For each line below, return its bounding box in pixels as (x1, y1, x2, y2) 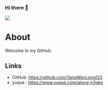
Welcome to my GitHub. (5, 48, 52, 53)
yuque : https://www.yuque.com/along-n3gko (12, 79, 103, 86)
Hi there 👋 (5, 4, 29, 11)
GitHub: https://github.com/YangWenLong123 (12, 75, 103, 80)
